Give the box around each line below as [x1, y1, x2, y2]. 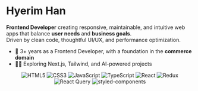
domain [14, 54, 34, 61]
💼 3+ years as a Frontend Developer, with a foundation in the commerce [14, 47, 192, 54]
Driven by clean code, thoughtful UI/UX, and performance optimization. [6, 36, 181, 43]
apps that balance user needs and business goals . [6, 30, 132, 37]
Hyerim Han [6, 4, 67, 18]
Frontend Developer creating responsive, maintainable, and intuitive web [6, 24, 186, 31]
